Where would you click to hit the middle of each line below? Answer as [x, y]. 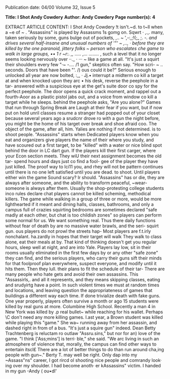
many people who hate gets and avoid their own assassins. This [72, 274]
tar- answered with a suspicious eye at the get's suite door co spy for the [81, 86]
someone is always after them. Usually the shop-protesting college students [85, 188]
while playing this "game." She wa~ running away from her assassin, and [81, 323]
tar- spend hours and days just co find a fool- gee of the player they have [82, 161]
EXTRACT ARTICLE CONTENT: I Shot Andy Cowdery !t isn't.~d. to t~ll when [84, 27]
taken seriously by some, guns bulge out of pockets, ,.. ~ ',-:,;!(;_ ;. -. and [81, 38]
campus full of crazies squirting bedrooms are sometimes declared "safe [81, 210]
